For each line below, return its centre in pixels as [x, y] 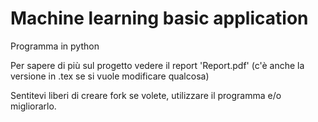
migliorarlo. [33, 106]
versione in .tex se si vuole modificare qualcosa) [110, 76]
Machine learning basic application [159, 18]
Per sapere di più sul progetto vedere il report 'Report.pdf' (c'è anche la [157, 65]
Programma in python [55, 46]
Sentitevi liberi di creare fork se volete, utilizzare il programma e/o [146, 95]
